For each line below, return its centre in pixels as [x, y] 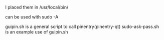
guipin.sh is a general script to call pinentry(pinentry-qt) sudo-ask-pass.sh [82, 26]
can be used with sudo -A [32, 17]
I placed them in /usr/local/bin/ [37, 7]
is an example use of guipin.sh [37, 32]
